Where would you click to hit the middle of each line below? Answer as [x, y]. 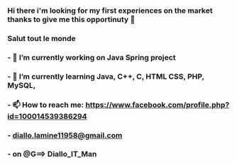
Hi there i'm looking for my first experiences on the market [110, 11]
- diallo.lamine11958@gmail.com [65, 135]
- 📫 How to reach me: [46, 105]
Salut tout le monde [42, 38]
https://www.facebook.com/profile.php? [157, 105]
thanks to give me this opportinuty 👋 [71, 19]
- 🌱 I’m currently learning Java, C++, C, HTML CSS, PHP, [106, 76]
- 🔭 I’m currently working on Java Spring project [92, 57]
